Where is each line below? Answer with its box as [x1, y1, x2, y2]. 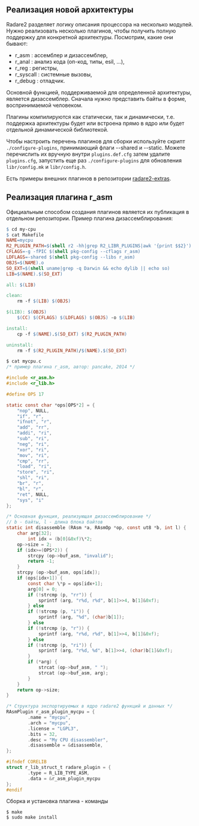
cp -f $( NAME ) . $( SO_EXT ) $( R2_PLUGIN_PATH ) [17, 331, 128, 337]
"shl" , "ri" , [17, 475, 50, 481]
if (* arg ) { [28, 659, 58, 665]
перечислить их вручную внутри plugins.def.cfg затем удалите [6, 150, 171, 158]
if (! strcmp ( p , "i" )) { [28, 608, 90, 615]
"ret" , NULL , [17, 491, 50, 498]
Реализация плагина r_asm [6, 192, 113, 203]
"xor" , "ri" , [17, 447, 50, 453]
